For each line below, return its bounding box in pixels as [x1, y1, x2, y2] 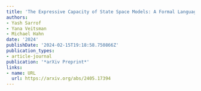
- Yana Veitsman [6, 25, 47, 32]
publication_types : [6, 48, 55, 54]
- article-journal [6, 53, 52, 59]
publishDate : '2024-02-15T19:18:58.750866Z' [6, 43, 119, 48]
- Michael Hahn [6, 31, 44, 37]
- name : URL [6, 70, 36, 76]
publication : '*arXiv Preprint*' [6, 59, 90, 65]
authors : [6, 14, 28, 20]
